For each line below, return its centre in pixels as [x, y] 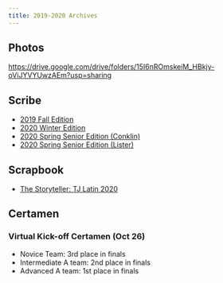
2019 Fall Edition [47, 119]
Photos [26, 48]
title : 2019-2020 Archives [53, 16]
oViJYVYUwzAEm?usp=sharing [60, 76]
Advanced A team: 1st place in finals [79, 270]
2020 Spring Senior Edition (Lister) [76, 145]
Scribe [25, 100]
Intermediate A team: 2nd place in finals [85, 262]
